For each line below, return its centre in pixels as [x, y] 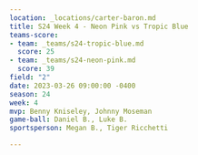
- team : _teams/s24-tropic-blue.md [77, 43]
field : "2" [30, 77]
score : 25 [36, 52]
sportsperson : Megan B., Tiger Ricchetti [89, 129]
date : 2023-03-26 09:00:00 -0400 [73, 86]
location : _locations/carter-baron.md [83, 18]
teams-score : [34, 35]
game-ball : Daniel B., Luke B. [69, 119]
